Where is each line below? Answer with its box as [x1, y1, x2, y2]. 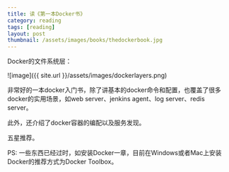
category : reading [7, 17, 61, 24]
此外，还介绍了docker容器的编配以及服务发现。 [7, 118, 146, 127]
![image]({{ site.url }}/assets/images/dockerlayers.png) [7, 71, 168, 80]
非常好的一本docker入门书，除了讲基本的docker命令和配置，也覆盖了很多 [7, 86, 221, 94]
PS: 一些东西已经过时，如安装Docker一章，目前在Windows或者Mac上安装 [7, 149, 222, 157]
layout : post [7, 30, 46, 38]
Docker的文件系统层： [7, 57, 72, 66]
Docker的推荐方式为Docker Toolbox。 [7, 157, 118, 166]
